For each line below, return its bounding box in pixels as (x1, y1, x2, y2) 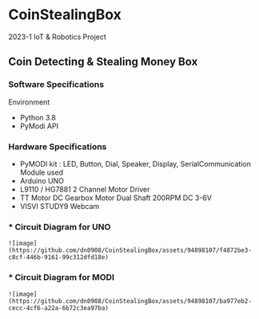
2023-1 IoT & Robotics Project (8, 32, 106, 41)
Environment (8, 97, 50, 107)
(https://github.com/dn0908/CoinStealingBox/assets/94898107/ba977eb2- (8, 297, 252, 305)
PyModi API (19, 121, 58, 131)
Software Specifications (8, 79, 105, 90)
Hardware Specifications (8, 141, 107, 152)
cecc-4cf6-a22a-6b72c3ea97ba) (8, 304, 110, 312)
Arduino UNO (19, 175, 65, 185)
